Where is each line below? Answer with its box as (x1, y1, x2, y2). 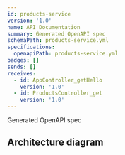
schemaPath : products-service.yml (7, 37, 109, 44)
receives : (7, 70, 37, 77)
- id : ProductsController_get (13, 90, 102, 97)
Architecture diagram (7, 137, 104, 149)
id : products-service (7, 10, 71, 18)
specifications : (7, 43, 55, 50)
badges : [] (7, 57, 40, 64)
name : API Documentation (7, 23, 81, 31)
